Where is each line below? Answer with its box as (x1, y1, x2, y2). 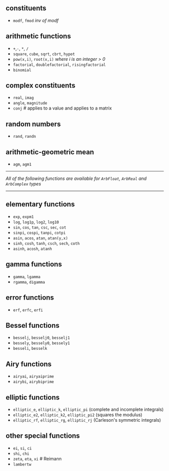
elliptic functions (6, 393, 60, 402)
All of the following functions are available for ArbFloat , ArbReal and (6, 175, 147, 181)
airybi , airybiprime (13, 379, 54, 385)
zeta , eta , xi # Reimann (13, 455, 62, 461)
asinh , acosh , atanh (13, 245, 52, 251)
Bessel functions (6, 321, 60, 330)
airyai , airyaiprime (13, 373, 54, 379)
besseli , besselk (13, 345, 48, 351)
